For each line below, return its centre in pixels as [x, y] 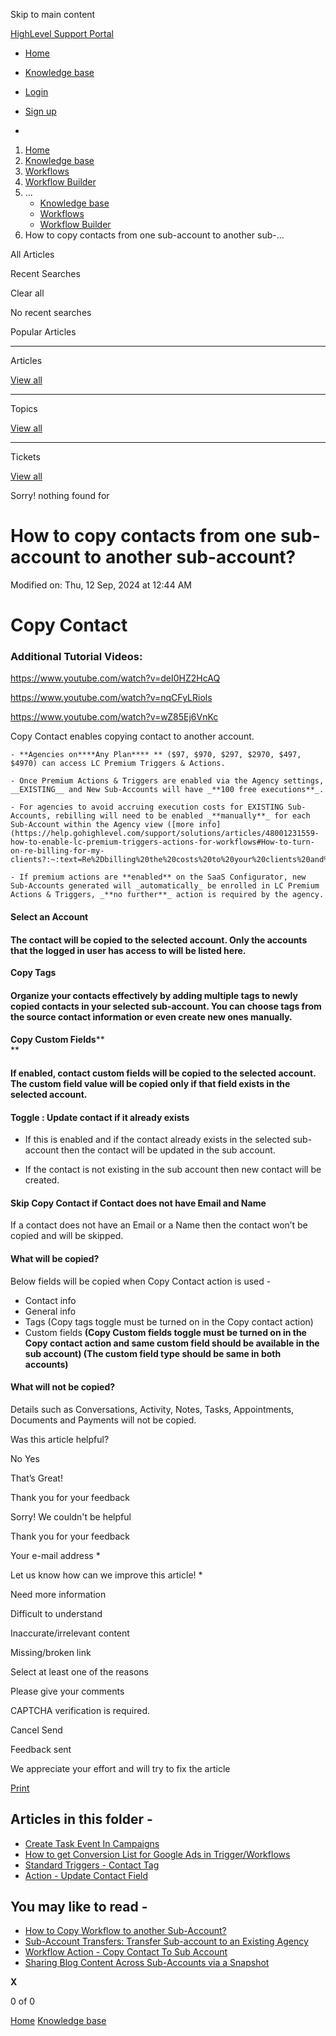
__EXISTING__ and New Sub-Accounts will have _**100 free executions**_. [167, 790]
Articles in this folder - [81, 1819]
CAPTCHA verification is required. [80, 1710]
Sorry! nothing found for [60, 495]
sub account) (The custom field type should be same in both [153, 1353]
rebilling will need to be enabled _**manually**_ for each [182, 816]
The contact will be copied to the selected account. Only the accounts [159, 940]
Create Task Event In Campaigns [92, 1843]
